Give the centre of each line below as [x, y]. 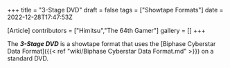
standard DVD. [28, 58]
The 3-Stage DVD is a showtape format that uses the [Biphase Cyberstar [112, 44]
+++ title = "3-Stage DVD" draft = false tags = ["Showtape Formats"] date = [115, 10]
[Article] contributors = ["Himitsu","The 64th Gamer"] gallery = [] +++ [106, 31]
